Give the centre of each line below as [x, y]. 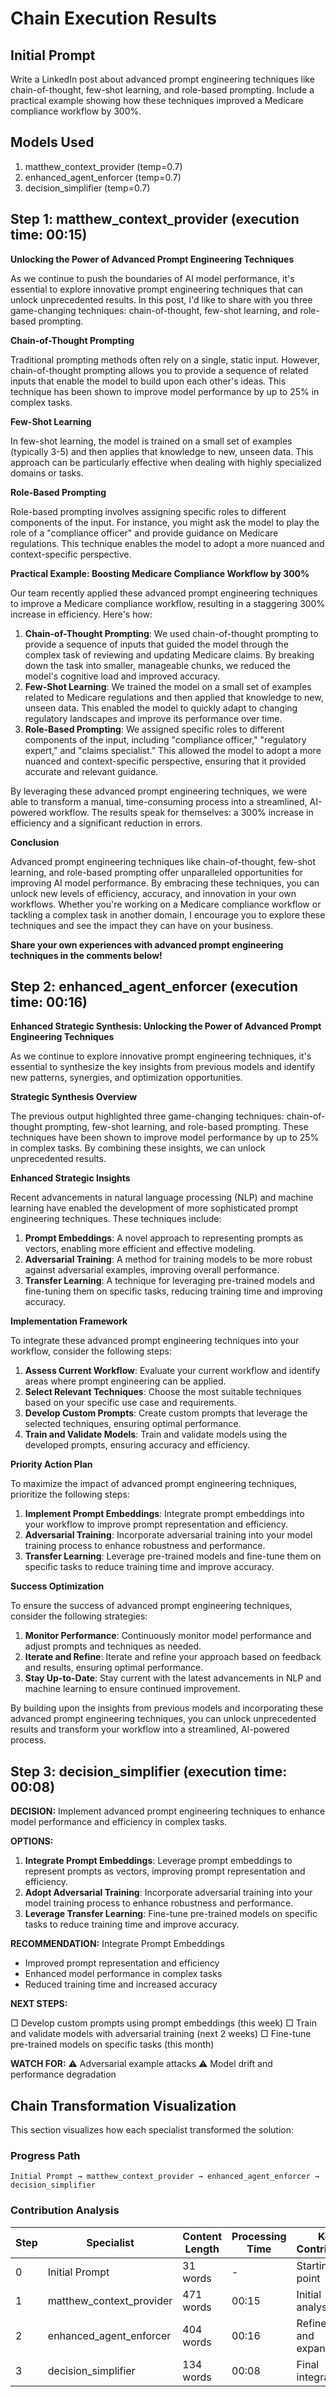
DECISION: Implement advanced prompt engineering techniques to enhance [168, 1811]
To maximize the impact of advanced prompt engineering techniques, [153, 1484]
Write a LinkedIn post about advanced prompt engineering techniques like [162, 79]
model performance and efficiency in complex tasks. [119, 1822]
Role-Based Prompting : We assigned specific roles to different [154, 729]
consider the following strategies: [79, 1616]
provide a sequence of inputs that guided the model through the [156, 644]
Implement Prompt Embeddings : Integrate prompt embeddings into [164, 1514]
